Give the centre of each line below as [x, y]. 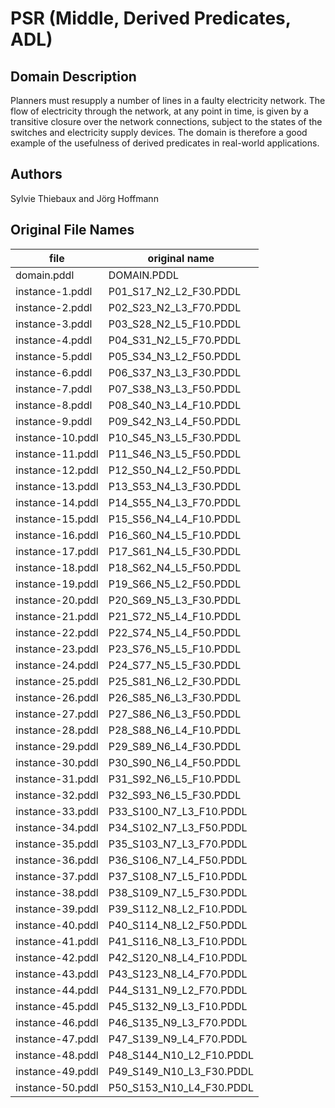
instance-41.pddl [57, 941]
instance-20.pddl [57, 600]
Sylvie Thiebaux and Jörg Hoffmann [84, 198]
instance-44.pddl [57, 990]
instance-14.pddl [57, 502]
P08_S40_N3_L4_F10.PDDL [175, 405]
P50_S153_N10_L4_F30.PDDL [181, 1087]
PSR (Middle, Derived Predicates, [151, 18]
